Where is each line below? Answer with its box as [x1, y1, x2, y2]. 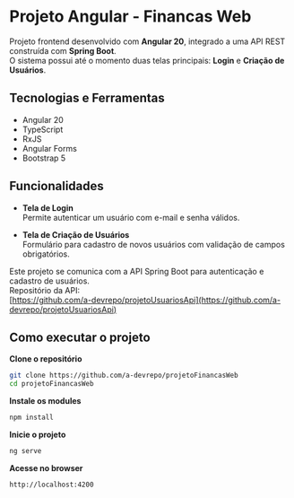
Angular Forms [22, 143, 78, 153]
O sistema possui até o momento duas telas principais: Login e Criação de [9, 55, 285, 66]
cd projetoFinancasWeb [9, 380, 94, 389]
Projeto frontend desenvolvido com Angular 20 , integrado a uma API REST [9, 36, 286, 47]
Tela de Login [22, 202, 73, 213]
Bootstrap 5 [22, 153, 66, 163]
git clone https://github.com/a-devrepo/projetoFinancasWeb [9, 371, 239, 380]
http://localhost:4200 [9, 480, 94, 489]
